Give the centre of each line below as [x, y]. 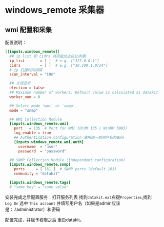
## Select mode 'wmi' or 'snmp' [42, 106]
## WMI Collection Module [36, 119]
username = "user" [38, 147]
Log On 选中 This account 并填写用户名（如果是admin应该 [63, 203]
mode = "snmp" [24, 110]
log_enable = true [32, 133]
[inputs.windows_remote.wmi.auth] [49, 142]
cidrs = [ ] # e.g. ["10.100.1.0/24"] [59, 65]
